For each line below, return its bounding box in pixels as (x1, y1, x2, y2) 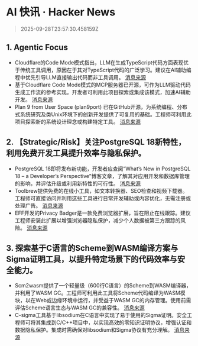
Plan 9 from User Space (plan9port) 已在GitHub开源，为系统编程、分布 (14, 103, 188, 110)
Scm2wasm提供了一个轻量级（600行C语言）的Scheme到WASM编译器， (14, 282, 192, 289)
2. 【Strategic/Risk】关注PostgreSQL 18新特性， (6, 137, 186, 147)
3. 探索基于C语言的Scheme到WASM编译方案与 (6, 243, 178, 253)
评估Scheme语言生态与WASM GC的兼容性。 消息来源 (14, 304, 145, 311)
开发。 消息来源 (14, 96, 53, 103)
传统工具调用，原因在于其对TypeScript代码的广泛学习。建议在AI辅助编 (20, 66, 191, 73)
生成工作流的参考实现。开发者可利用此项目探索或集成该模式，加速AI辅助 (14, 88, 191, 95)
